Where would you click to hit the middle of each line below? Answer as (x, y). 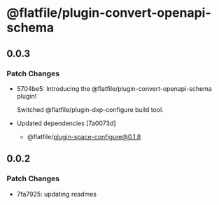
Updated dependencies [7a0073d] (66, 123)
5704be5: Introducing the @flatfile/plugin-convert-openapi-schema (114, 88)
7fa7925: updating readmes (57, 194)
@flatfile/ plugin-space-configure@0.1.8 (84, 136)
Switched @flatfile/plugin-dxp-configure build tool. (90, 109)
